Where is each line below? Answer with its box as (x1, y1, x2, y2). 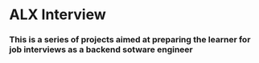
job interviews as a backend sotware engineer (9, 44, 194, 55)
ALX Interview (9, 6, 107, 24)
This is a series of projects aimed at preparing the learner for (9, 34, 251, 45)
